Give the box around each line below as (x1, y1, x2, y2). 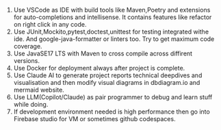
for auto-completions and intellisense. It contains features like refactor (13, 13, 212, 21)
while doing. (13, 101, 49, 108)
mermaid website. (13, 86, 65, 94)
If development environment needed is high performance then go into (13, 107, 210, 116)
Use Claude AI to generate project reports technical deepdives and (13, 71, 203, 79)
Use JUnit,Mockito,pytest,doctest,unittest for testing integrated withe (13, 27, 209, 36)
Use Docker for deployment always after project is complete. (13, 64, 185, 72)
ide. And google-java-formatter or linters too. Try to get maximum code (13, 35, 215, 43)
